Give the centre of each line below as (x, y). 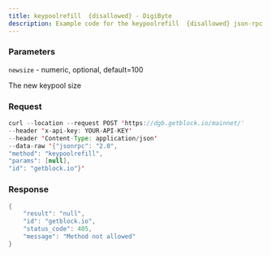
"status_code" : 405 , (58, 229)
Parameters (32, 52)
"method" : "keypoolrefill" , (56, 154)
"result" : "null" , (54, 214)
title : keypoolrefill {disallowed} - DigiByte (90, 16)
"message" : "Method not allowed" (80, 236)
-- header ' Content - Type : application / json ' (83, 138)
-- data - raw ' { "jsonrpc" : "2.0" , (63, 146)
